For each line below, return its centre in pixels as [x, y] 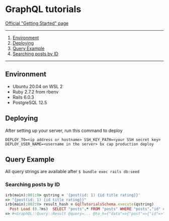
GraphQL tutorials [43, 9]
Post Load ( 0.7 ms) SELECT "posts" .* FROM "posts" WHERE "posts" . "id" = [88, 209]
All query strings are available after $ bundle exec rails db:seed [72, 172]
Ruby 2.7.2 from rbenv [35, 92]
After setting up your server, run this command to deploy [64, 130]
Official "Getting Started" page [37, 23]
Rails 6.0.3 [23, 97]
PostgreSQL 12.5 [30, 102]
